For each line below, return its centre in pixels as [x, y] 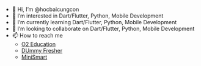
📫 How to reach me [37, 35]
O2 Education [38, 44]
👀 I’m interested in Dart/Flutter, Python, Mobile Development [88, 16]
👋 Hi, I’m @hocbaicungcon [46, 9]
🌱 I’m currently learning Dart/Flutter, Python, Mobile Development [94, 22]
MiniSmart [34, 57]
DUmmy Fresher [42, 51]
